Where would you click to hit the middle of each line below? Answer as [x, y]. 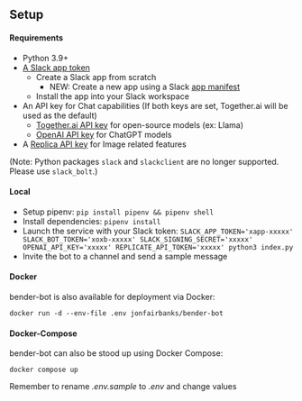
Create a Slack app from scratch [96, 77]
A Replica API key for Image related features [104, 144]
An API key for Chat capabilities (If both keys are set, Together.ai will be [155, 105]
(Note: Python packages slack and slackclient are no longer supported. [144, 161]
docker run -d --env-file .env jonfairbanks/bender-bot [116, 314]
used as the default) [59, 115]
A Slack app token [56, 68]
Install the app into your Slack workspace [112, 96]
